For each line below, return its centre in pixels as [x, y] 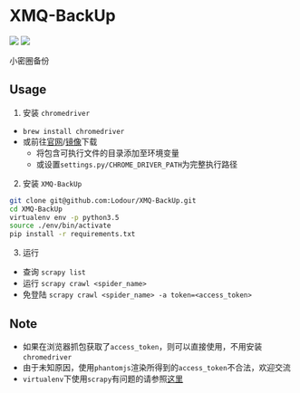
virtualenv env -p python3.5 [64, 217]
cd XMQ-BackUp [36, 209]
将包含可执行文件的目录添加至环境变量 [107, 153]
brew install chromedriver [73, 131]
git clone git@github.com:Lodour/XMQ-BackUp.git [103, 200]
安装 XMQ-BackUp [52, 183]
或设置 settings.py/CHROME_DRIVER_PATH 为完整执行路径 [137, 164]
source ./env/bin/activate [60, 226]
